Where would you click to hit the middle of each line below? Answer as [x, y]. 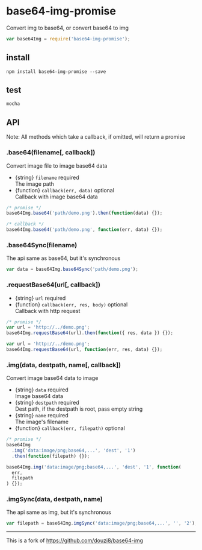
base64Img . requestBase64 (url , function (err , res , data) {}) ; [84, 350]
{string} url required [40, 298]
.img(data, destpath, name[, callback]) [64, 365]
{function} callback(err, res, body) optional [71, 304]
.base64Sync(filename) [42, 245]
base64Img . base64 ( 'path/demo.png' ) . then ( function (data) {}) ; [84, 213]
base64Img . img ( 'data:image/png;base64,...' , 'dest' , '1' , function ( [94, 467]
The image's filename [42, 422]
